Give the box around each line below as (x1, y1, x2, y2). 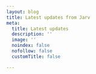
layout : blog (6, 8, 39, 15)
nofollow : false (11, 48, 53, 54)
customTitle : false (11, 54, 61, 60)
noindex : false (11, 43, 50, 49)
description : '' (11, 31, 53, 37)
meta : (6, 20, 20, 26)
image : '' (11, 37, 36, 43)
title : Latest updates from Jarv (6, 14, 91, 20)
